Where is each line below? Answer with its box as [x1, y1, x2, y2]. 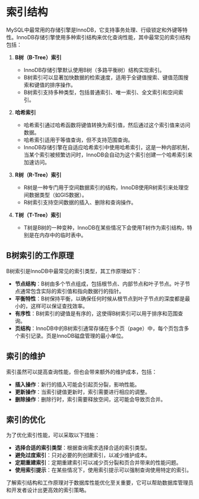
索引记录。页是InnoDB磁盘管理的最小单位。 [20, 332, 127, 339]
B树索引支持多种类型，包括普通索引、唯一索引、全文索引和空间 [23, 89, 178, 96]
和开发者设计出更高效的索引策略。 [6, 487, 90, 494]
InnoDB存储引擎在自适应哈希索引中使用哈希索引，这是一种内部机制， [23, 143, 193, 150]
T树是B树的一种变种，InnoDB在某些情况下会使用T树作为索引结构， [23, 224, 187, 231]
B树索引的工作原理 [6, 250, 74, 261]
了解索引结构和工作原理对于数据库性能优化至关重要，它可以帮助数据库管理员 [6, 479, 194, 487]
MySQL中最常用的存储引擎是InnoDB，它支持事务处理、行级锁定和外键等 [6, 26, 183, 33]
